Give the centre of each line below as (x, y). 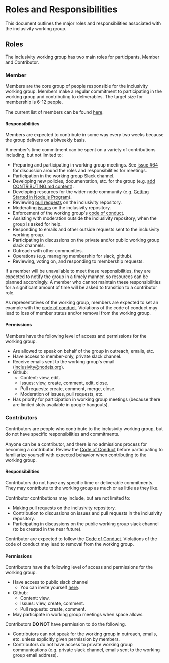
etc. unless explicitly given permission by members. (66, 639)
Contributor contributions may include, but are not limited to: (68, 498)
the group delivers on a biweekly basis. (46, 140)
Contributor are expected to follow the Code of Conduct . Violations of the (81, 539)
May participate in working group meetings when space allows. (78, 615)
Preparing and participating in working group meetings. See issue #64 (85, 165)
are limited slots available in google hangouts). (61, 405)
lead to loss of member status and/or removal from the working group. (78, 313)
